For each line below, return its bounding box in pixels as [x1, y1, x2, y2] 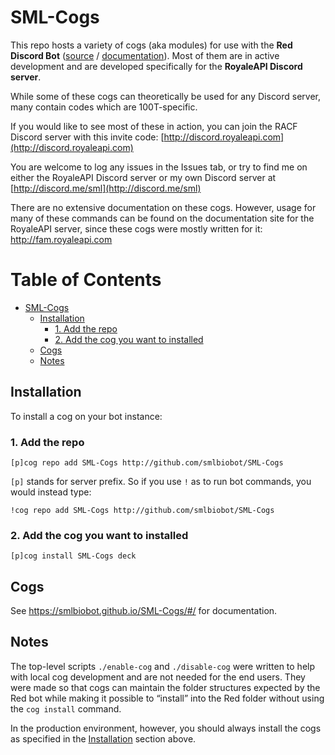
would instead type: [10, 486, 92, 498]
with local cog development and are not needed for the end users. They [10, 671, 306, 683]
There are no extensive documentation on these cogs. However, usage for [10, 201, 317, 213]
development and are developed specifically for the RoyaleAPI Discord [10, 60, 303, 72]
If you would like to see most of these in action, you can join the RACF [10, 120, 298, 132]
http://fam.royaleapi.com [10, 233, 113, 245]
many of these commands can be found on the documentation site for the [10, 212, 315, 224]
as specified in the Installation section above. [10, 732, 197, 745]
